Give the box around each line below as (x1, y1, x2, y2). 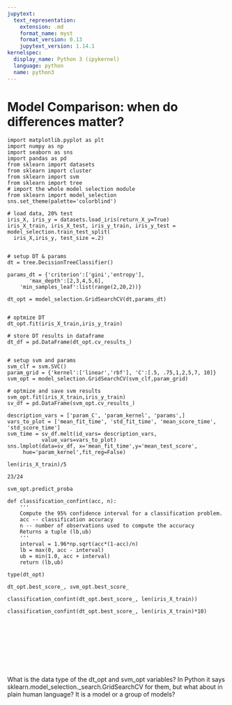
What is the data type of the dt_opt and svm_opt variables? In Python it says (7, 676, 225, 684)
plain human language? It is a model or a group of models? (7, 690, 176, 699)
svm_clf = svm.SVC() (7, 363, 68, 371)
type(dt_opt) (7, 571, 45, 578)
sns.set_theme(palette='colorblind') (7, 198, 117, 205)
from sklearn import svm (7, 173, 79, 180)
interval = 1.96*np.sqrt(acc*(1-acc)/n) (20, 541, 139, 548)
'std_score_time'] (7, 425, 61, 432)
